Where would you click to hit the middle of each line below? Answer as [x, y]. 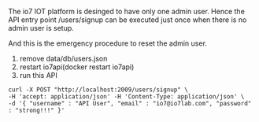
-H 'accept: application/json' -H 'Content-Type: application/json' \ [126, 97]
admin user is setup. [41, 28]
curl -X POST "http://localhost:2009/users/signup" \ [98, 90]
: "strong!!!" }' [37, 110]
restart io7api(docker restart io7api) [77, 67]
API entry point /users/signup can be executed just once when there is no [128, 20]
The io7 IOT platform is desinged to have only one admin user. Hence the [127, 11]
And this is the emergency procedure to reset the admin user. [107, 43]
